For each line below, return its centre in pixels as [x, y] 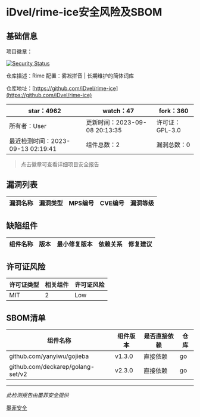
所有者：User [28, 126]
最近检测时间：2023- [40, 141]
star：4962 [45, 111]
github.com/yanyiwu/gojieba [49, 356]
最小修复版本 [75, 244]
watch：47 [118, 111]
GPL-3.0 [169, 130]
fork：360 [174, 111]
